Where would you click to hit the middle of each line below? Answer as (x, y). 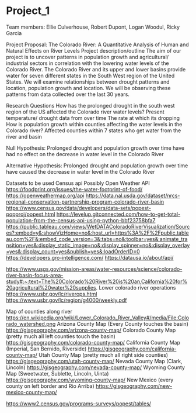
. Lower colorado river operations (136, 287)
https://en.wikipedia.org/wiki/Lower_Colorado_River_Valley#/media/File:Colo (98, 318)
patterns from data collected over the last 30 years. (68, 94)
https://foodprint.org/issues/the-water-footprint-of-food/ (74, 189)
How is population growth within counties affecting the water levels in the (94, 124)
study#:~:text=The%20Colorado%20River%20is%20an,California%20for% (97, 281)
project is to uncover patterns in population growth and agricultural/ (87, 57)
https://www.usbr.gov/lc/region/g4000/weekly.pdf (66, 300)
